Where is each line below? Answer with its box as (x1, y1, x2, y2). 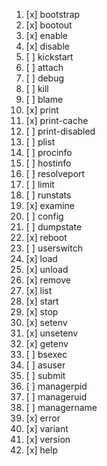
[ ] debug (25, 72, 65, 84)
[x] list (25, 285, 53, 296)
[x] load (25, 253, 58, 264)
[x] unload (25, 264, 69, 275)
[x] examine (25, 200, 76, 211)
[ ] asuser (25, 359, 66, 371)
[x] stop (25, 306, 59, 318)
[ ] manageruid (25, 391, 88, 403)
